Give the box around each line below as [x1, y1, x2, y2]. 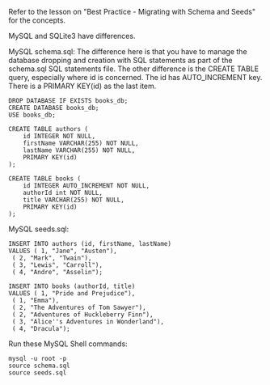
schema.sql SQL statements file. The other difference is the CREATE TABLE [8, 64, 259, 74]
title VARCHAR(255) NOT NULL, [23, 196, 125, 204]
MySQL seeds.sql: [8, 224, 70, 234]
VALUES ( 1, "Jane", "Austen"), [8, 247, 117, 255]
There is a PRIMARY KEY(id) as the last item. [8, 81, 157, 91]
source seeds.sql [8, 369, 67, 377]
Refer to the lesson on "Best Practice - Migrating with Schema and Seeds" [8, 7, 256, 16]
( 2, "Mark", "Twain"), [11, 254, 92, 262]
